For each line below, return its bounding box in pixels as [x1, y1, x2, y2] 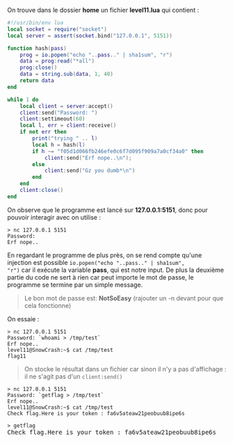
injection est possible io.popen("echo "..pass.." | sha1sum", [7, 258, 185, 266]
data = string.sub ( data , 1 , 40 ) [19, 71, 113, 78]
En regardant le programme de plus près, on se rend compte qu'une [7, 250, 202, 259]
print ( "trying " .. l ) [32, 135, 98, 142]
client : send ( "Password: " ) [19, 109, 98, 116]
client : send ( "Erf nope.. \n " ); [44, 154, 132, 161]
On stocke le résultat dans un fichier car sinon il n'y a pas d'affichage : [24, 364, 227, 373]
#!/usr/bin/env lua [7, 19, 64, 26]
